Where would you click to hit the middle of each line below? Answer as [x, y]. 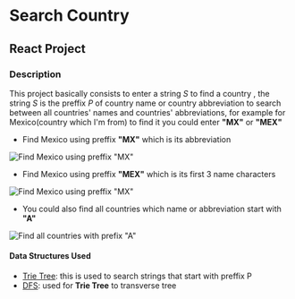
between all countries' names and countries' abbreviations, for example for [147, 112]
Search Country [69, 16]
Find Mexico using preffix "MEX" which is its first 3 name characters [149, 174]
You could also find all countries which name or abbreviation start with [152, 209]
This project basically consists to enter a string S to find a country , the [139, 93]
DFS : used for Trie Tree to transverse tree [99, 286]
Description [35, 74]
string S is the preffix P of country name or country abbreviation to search [145, 103]
